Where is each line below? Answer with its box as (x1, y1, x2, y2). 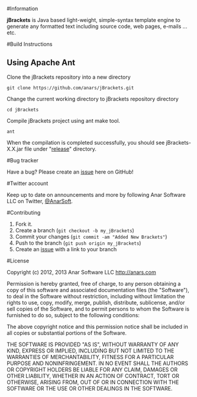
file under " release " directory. (24, 145, 97, 152)
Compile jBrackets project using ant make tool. (7, 117, 121, 124)
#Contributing (7, 209, 41, 216)
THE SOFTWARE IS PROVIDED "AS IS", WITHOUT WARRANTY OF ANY (7, 341, 179, 348)
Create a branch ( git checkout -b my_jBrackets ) (15, 226, 135, 233)
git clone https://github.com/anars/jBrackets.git (7, 85, 134, 91)
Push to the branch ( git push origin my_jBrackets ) (15, 239, 141, 246)
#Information (7, 5, 38, 12)
